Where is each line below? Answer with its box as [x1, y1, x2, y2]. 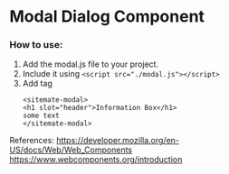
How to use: [9, 39, 63, 51]
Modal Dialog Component [9, 6, 205, 27]
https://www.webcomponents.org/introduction [9, 154, 183, 165]
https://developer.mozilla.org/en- [55, 135, 179, 146]
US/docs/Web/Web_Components [9, 144, 133, 155]
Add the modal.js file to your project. [22, 59, 159, 69]
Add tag [22, 78, 52, 89]
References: [9, 135, 54, 146]
